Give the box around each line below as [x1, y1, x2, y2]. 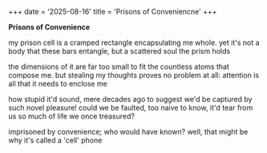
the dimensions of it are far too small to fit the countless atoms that [8, 62, 230, 71]
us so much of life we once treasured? [8, 111, 135, 121]
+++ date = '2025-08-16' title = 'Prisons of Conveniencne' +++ [8, 7, 217, 16]
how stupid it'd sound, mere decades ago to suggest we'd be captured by [8, 95, 253, 103]
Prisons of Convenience [8, 22, 91, 31]
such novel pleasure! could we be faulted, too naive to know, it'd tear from [8, 103, 253, 112]
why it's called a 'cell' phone [8, 135, 103, 145]
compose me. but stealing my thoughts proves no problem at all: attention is [8, 70, 259, 79]
